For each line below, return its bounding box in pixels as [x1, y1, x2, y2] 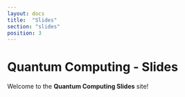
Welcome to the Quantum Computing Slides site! [7, 82, 149, 91]
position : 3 [7, 29, 42, 37]
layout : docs [7, 10, 45, 17]
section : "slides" [7, 23, 60, 30]
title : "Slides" [7, 17, 58, 24]
